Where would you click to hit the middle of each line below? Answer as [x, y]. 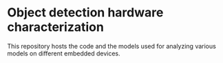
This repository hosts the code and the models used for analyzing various [112, 46]
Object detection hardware [85, 13]
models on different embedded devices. [64, 53]
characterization [56, 27]
